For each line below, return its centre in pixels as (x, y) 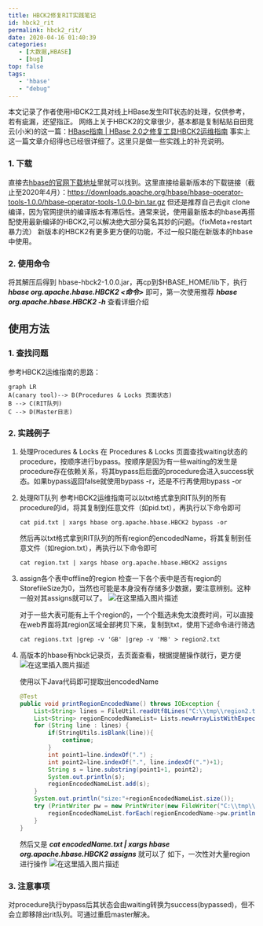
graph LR (22, 387)
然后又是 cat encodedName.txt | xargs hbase (95, 844)
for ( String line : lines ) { (82, 726)
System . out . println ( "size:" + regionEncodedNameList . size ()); (134, 799)
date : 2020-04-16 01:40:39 (52, 37)
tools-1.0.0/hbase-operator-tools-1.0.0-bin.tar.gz (87, 202)
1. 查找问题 (28, 353)
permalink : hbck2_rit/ (45, 30)
